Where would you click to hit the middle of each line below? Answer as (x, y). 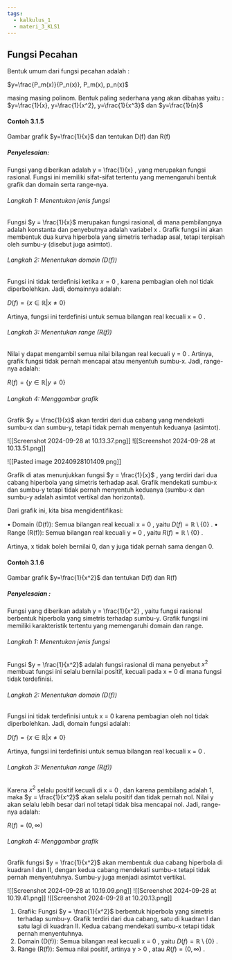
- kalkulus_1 (32, 20)
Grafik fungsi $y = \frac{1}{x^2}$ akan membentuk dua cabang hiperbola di (115, 862)
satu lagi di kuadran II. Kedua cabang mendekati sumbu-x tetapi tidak (116, 926)
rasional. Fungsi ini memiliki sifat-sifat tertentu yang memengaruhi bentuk (112, 177)
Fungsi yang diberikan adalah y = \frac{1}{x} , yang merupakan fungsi (107, 170)
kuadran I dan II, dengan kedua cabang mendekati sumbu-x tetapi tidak (109, 870)
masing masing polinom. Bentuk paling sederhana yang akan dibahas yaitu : (116, 98)
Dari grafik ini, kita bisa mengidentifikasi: (65, 510)
